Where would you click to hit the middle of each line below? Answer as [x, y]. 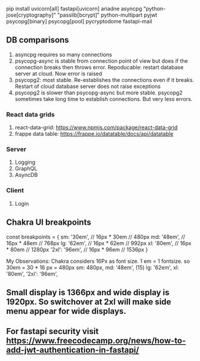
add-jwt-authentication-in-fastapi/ [73, 350]
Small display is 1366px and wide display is [88, 292]
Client [15, 191]
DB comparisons [38, 40]
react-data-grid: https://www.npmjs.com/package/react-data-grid [96, 127]
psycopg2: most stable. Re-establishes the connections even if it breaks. [104, 79]
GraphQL [26, 169]
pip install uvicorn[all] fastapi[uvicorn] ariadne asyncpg [74, 9]
